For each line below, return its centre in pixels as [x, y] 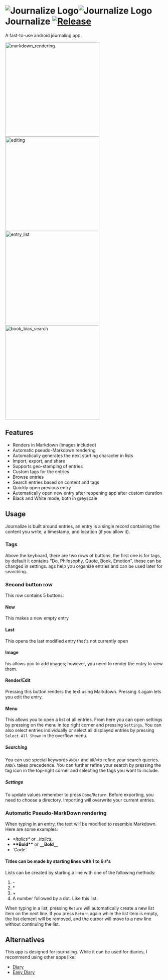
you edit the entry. [24, 697]
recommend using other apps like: [41, 957]
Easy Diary [24, 972]
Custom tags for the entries [41, 471]
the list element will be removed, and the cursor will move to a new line [78, 919]
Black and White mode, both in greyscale [55, 498]
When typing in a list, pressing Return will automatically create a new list [80, 908]
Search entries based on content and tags [56, 482]
